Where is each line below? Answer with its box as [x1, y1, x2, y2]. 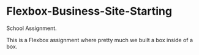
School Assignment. [6, 24, 57, 32]
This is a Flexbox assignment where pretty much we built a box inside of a [6, 36, 193, 43]
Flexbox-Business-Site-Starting [6, 4, 173, 18]
